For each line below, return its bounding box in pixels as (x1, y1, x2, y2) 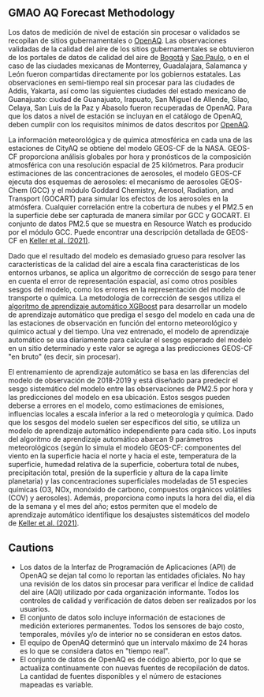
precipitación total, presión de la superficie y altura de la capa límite (8, 468, 229, 477)
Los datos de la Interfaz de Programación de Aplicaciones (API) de (19, 562, 236, 571)
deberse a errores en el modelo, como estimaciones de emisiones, (8, 401, 225, 410)
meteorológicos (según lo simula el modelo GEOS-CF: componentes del (8, 443, 242, 452)
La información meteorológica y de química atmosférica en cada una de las (8, 134, 253, 145)
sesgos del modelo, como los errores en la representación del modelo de (8, 284, 246, 294)
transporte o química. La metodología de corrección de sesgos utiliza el (8, 292, 241, 303)
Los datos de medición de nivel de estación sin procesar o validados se (8, 27, 240, 36)
